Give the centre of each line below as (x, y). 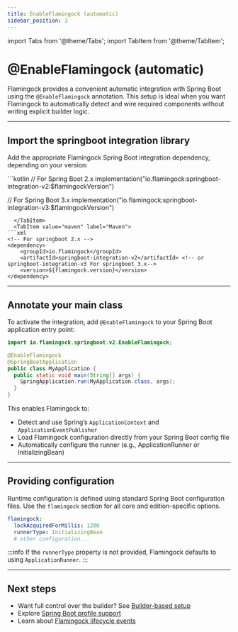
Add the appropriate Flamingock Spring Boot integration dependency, (109, 157)
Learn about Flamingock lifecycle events (76, 621)
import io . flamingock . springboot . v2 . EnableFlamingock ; (90, 343)
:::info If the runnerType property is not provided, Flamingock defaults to (112, 552)
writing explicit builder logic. (49, 111)
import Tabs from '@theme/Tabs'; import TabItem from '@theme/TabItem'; (116, 40)
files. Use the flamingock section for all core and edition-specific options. (114, 506)
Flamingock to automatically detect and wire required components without (116, 104)
